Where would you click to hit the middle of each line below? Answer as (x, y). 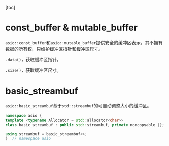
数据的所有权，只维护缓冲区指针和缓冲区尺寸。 (54, 49)
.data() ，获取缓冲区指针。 (33, 59)
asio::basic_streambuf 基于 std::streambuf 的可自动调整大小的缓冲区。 (78, 105)
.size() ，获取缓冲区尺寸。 (33, 70)
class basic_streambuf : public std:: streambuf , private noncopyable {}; (85, 125)
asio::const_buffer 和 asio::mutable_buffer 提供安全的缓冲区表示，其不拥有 (84, 42)
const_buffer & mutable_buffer (72, 28)
